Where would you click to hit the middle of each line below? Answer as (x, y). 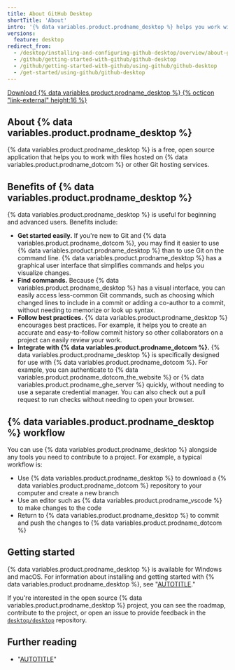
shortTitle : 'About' (37, 20)
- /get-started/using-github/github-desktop (79, 72)
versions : (22, 33)
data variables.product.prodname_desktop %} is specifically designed (118, 355)
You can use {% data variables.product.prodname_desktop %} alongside (112, 449)
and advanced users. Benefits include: (63, 222)
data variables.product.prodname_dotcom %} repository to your (109, 485)
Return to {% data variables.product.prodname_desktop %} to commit (118, 515)
